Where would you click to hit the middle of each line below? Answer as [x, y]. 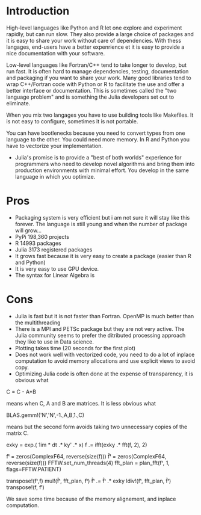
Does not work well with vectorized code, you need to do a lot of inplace [105, 354]
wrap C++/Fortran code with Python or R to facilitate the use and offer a [95, 84]
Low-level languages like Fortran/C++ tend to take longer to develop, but [97, 65]
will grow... [28, 230]
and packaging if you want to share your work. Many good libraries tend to [99, 78]
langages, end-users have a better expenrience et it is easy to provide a [95, 47]
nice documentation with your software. [56, 53]
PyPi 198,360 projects [42, 236]
